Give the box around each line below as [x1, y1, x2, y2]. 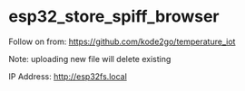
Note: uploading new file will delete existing [8, 53, 171, 64]
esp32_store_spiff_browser [8, 6, 220, 27]
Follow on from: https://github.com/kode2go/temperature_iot [8, 36, 236, 47]
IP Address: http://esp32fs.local [8, 70, 128, 82]
